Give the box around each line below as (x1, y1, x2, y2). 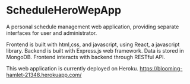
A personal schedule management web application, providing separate (6, 23, 179, 30)
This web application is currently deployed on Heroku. (6, 64, 138, 72)
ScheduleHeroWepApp (6, 4, 122, 17)
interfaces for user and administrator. (6, 29, 97, 36)
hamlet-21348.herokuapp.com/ (6, 71, 82, 78)
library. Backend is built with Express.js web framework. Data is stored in (6, 47, 184, 54)
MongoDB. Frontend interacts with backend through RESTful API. (6, 53, 166, 60)
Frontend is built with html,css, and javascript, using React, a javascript (6, 41, 180, 48)
